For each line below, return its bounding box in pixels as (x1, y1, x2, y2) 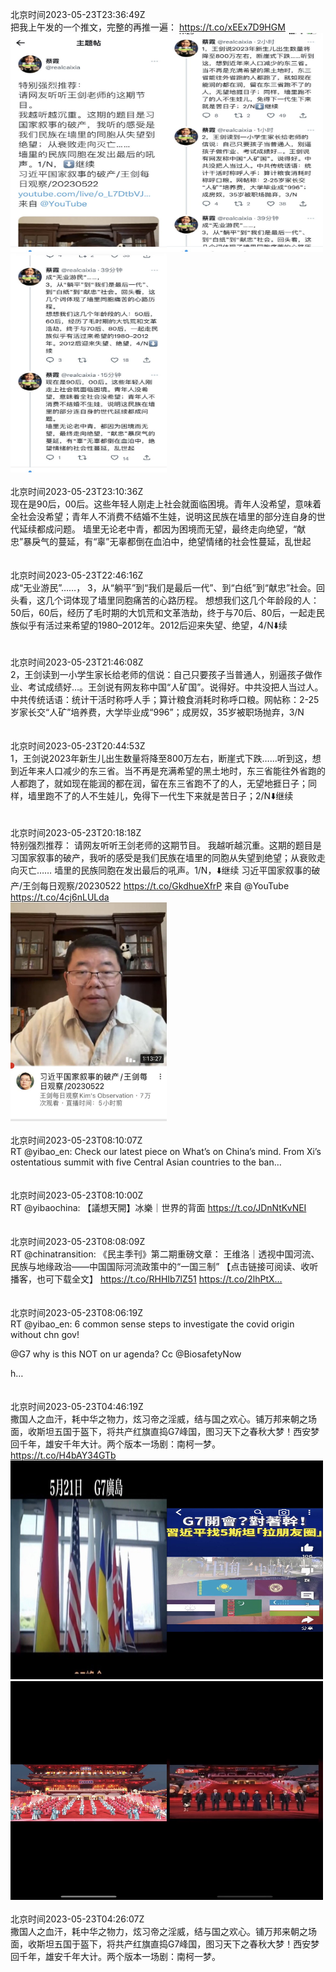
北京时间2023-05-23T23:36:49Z (10, 9, 146, 20)
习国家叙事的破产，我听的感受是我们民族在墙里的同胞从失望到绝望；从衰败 (10, 852, 317, 863)
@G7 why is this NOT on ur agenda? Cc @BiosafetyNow (10, 1348, 242, 1360)
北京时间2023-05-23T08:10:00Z (10, 1189, 144, 1201)
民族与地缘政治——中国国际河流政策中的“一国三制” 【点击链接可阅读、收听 (10, 1261, 319, 1272)
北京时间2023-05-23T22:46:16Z (10, 569, 144, 581)
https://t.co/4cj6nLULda (10, 891, 110, 903)
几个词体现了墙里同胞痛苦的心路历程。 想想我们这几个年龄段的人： (44, 594, 320, 606)
